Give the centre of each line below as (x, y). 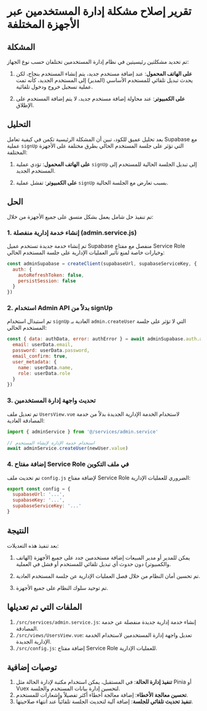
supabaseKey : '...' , (39, 500)
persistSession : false (47, 281)
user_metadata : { (35, 362)
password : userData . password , (51, 351)
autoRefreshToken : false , (51, 275)
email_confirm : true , (40, 356)
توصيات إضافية (32, 667)
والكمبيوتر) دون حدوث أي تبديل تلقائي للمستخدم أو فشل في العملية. (93, 564)
